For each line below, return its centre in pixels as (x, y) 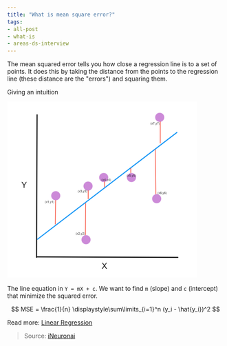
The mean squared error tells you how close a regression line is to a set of (112, 64)
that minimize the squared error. (53, 296)
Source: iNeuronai (50, 336)
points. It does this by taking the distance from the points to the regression (113, 72)
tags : (15, 22)
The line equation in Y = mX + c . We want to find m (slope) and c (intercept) (113, 289)
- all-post (23, 29)
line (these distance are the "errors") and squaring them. (87, 79)
